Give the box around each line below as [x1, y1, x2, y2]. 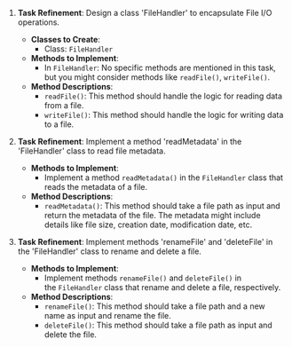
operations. [17, 17, 60, 28]
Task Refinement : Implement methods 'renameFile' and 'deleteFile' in [17, 237, 273, 247]
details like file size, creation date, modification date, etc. [43, 219, 253, 230]
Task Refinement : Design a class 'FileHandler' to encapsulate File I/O [17, 8, 272, 18]
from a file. [43, 100, 84, 110]
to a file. [43, 119, 75, 130]
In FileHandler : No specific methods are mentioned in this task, [43, 62, 277, 73]
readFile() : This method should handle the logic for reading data [43, 91, 282, 101]
